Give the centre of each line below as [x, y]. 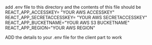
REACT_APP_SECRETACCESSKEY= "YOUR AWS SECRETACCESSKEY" [76, 17]
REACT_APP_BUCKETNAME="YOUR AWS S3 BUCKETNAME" [67, 22]
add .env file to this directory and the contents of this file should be [73, 7]
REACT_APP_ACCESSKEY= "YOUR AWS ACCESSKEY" [60, 12]
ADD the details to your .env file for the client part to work [63, 37]
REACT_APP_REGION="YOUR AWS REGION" [50, 28]
